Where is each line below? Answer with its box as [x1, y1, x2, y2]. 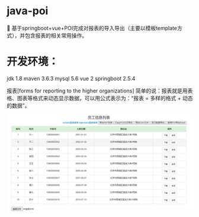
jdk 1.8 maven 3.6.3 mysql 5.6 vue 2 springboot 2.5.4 [7, 75, 136, 82]
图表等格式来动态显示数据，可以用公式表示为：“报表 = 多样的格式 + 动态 [17, 94, 193, 101]
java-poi [7, 4, 49, 18]
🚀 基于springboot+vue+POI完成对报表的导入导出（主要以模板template [7, 24, 177, 31]
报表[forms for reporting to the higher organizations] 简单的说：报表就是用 [7, 87, 188, 94]
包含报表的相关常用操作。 [24, 31, 88, 39]
